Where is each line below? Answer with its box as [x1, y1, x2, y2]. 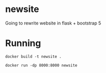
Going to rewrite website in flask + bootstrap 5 [5, 20, 101, 26]
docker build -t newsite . [5, 54, 62, 59]
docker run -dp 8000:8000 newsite [5, 62, 78, 68]
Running [5, 37, 41, 49]
